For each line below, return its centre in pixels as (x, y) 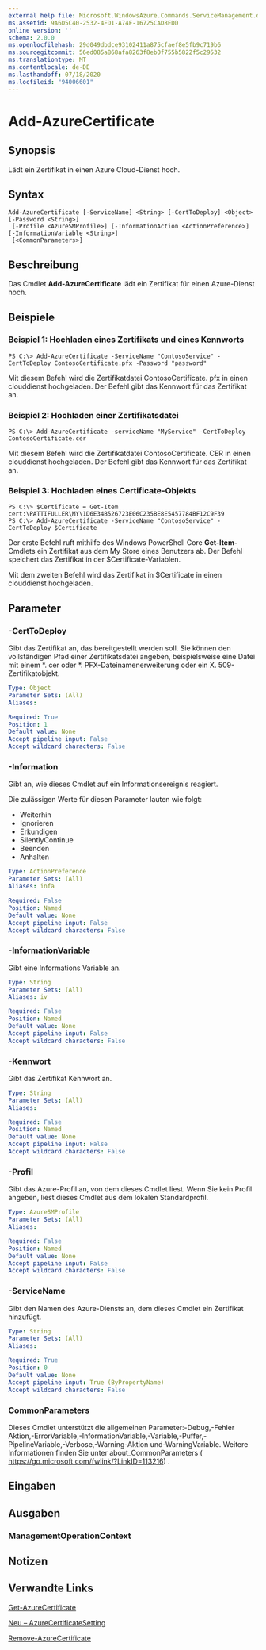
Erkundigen (38, 832)
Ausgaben (34, 1513)
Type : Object (30, 688)
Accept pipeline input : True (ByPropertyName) (86, 1382)
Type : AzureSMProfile (44, 1212)
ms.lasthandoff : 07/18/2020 (55, 75)
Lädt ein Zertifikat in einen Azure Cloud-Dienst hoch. (94, 169)
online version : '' (40, 30)
